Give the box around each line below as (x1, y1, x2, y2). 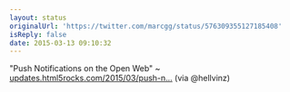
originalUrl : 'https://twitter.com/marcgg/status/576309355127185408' (9, 22, 283, 31)
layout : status (9, 13, 67, 23)
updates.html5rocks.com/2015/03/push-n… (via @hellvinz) (9, 73, 230, 84)
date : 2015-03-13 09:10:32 (9, 38, 112, 48)
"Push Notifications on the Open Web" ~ (9, 63, 161, 74)
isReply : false (9, 30, 67, 39)
